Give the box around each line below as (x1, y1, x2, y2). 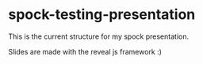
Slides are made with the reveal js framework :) (8, 47, 163, 56)
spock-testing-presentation (8, 6, 196, 24)
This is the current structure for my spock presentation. (8, 32, 189, 41)
